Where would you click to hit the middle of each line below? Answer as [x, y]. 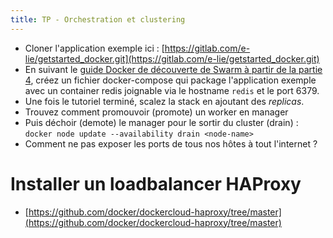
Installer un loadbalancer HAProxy [156, 183]
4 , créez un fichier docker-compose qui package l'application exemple [170, 80]
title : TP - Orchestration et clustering [98, 19]
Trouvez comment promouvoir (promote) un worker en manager [156, 112]
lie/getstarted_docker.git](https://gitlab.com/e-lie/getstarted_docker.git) [172, 58]
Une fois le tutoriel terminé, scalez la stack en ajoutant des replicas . [164, 101]
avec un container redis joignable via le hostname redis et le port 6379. [172, 90]
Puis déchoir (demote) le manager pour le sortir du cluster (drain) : [161, 122]
